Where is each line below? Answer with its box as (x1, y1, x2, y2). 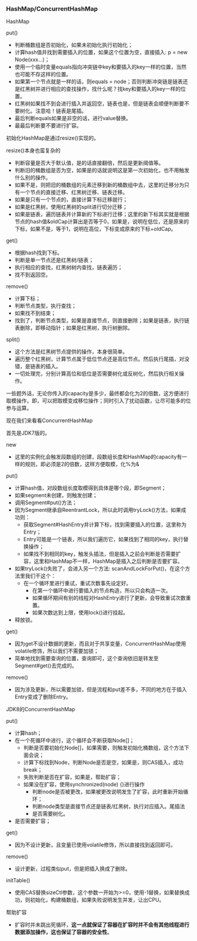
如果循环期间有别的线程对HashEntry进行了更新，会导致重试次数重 (32, 595, 191, 602)
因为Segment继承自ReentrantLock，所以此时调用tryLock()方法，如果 (14, 507, 181, 514)
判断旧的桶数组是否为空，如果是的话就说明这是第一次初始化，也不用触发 (14, 167, 189, 174)
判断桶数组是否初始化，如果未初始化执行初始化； (14, 42, 133, 49)
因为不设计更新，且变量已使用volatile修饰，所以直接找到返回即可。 (14, 841, 176, 848)
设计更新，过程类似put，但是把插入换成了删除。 (14, 865, 131, 872)
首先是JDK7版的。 (6, 430, 50, 437)
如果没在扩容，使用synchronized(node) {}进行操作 (23, 781, 145, 788)
